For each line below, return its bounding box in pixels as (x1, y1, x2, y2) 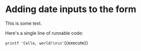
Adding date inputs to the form (5, 4, 136, 15)
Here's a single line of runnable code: (5, 30, 83, 36)
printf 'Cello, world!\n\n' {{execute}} (5, 39, 88, 46)
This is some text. (5, 20, 42, 26)
